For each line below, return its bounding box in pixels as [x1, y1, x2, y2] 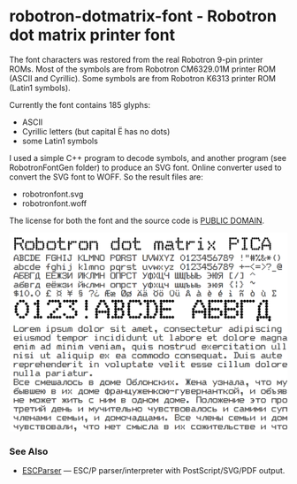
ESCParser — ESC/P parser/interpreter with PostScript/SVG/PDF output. [21, 465, 286, 476]
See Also [9, 445, 49, 457]
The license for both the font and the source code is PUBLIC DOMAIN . [9, 215, 265, 226]
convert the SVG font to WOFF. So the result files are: [9, 171, 203, 182]
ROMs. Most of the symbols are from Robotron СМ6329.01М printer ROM [9, 64, 277, 74]
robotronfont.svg [21, 188, 84, 199]
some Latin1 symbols [21, 135, 99, 146]
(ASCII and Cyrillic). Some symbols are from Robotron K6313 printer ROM [9, 73, 277, 83]
